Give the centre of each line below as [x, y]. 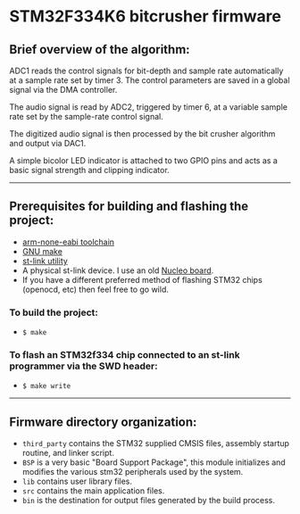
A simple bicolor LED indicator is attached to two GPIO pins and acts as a [144, 161]
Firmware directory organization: [103, 422]
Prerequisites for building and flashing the [129, 207]
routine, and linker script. [68, 453]
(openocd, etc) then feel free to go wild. [96, 289]
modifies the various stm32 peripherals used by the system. [133, 472]
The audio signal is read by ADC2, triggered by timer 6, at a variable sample [149, 107]
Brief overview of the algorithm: [100, 50]
